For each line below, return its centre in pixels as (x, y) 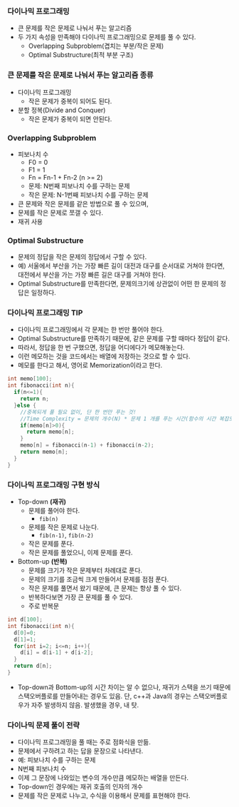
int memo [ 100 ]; (30, 379)
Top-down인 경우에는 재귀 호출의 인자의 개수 (80, 787)
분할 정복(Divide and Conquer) (62, 110)
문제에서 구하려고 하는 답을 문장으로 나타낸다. (80, 751)
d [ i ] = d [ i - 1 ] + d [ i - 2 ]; (57, 653)
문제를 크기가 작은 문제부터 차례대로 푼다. (85, 570)
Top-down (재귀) (42, 502)
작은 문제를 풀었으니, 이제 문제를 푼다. (80, 553)
